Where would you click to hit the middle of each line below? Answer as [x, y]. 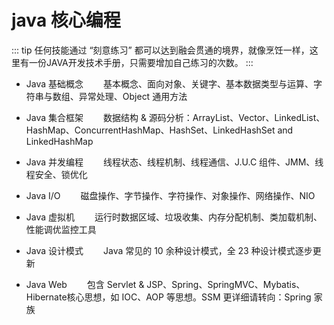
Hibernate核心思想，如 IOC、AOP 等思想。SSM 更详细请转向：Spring [168, 297]
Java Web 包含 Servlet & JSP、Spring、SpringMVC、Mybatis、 [165, 284]
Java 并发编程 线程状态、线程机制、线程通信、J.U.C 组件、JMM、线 [174, 162]
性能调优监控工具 [61, 229]
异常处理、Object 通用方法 [133, 96]
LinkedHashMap [59, 141]
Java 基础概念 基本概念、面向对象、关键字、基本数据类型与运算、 [169, 83]
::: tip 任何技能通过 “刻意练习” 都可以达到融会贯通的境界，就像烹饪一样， [160, 50]
